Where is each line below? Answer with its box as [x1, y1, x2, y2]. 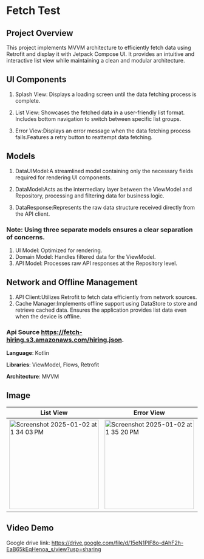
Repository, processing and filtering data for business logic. [15, 192, 165, 199]
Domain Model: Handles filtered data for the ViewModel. [15, 253, 156, 260]
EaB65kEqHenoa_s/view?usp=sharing [6, 545, 101, 553]
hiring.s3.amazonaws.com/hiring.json [6, 335, 123, 344]
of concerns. [6, 233, 46, 241]
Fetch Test [6, 4, 61, 18]
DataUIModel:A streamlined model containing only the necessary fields [15, 167, 193, 174]
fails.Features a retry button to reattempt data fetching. [15, 133, 153, 140]
